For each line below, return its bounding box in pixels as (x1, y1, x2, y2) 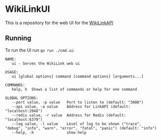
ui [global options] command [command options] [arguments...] (11, 74, 144, 79)
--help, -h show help (11, 130, 87, 135)
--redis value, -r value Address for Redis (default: (11, 112, 126, 118)
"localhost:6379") (5, 117, 43, 122)
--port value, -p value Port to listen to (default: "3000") (11, 100, 144, 105)
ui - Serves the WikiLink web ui (11, 61, 80, 66)
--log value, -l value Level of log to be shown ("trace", (11, 121, 141, 126)
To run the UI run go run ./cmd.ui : (5, 47, 75, 53)
